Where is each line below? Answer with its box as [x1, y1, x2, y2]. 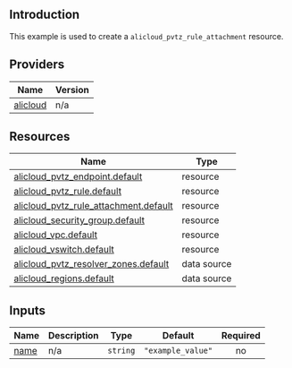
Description [47, 329, 100, 342]
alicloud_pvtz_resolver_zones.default [13, 258, 170, 270]
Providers [9, 57, 65, 73]
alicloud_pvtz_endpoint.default [13, 170, 143, 183]
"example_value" [144, 346, 213, 356]
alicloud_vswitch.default [13, 244, 114, 256]
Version [54, 83, 89, 96]
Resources [9, 129, 71, 144]
